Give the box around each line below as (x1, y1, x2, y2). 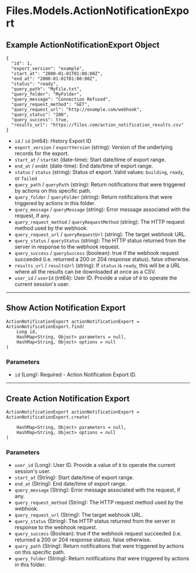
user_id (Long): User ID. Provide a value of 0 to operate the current (14, 462, 176, 469)
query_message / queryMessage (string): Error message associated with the (14, 206, 190, 213)
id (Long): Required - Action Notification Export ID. (14, 371, 137, 378)
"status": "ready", (11, 81, 59, 87)
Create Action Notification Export (6, 394, 130, 404)
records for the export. (14, 150, 69, 156)
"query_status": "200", (11, 112, 69, 118)
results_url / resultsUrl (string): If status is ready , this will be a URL (14, 262, 181, 269)
